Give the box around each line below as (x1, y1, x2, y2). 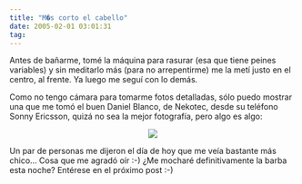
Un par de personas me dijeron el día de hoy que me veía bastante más (9, 146, 277, 157)
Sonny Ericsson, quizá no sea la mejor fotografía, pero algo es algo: (9, 111, 263, 122)
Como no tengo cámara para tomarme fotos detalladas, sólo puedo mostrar (9, 92, 293, 102)
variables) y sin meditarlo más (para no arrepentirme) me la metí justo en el (9, 64, 291, 75)
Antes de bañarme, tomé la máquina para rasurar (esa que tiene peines (9, 55, 277, 66)
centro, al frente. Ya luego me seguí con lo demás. (9, 74, 198, 85)
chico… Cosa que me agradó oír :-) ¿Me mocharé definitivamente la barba (9, 155, 287, 166)
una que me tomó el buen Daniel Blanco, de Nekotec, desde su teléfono (9, 102, 279, 112)
